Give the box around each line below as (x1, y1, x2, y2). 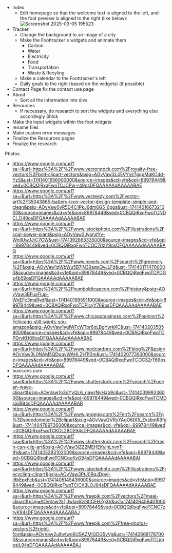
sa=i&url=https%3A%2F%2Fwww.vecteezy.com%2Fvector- (12, 193, 140, 199)
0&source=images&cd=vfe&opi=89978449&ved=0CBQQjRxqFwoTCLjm (12, 537, 164, 543)
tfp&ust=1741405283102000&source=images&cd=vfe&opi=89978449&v (12, 449, 165, 456)
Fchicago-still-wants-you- (12, 319, 68, 325)
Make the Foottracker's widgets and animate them (20, 37, 126, 43)
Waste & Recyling (27, 70, 65, 76)
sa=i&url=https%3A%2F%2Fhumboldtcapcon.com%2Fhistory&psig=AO (12, 286, 165, 292)
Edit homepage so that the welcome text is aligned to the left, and (20, 10, 159, 16)
